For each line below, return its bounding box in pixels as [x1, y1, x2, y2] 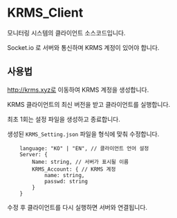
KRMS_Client [7, 5, 84, 21]
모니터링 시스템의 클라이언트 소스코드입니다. [7, 28, 126, 37]
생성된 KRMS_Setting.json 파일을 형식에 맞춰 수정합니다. [7, 130, 160, 138]
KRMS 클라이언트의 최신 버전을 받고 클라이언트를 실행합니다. [7, 100, 171, 108]
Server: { [19, 151, 48, 158]
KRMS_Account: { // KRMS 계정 [32, 165, 116, 173]
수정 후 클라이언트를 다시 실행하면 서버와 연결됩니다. [7, 203, 147, 211]
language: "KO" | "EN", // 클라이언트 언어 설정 [19, 144, 149, 152]
